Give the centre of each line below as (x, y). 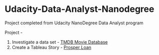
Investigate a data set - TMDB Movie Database (60, 42)
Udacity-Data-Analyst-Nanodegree (79, 9)
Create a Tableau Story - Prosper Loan (52, 47)
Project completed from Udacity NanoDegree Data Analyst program (74, 23)
